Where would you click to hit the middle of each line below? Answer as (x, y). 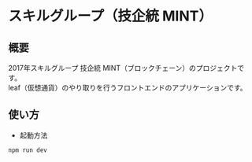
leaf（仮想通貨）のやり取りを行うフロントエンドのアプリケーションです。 (128, 88)
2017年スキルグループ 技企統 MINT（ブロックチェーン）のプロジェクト (123, 68)
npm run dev (28, 150)
